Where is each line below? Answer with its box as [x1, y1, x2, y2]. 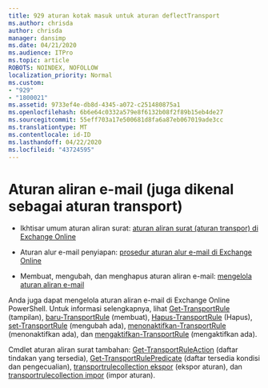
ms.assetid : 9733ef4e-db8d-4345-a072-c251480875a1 [8, 101, 181, 109]
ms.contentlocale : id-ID [8, 130, 91, 138]
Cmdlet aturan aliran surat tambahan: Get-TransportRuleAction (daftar [8, 345, 238, 354]
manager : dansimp [8, 34, 66, 42]
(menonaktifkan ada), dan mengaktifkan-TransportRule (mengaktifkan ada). [8, 330, 258, 339]
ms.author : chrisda [8, 19, 74, 27]
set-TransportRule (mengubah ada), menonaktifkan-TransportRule [8, 321, 226, 330]
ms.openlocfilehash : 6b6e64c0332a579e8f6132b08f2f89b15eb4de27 [8, 109, 224, 117]
